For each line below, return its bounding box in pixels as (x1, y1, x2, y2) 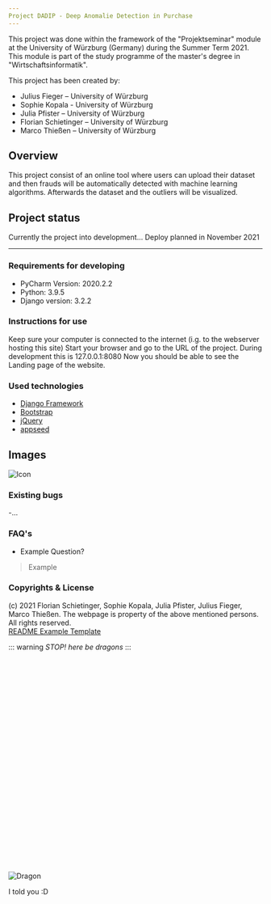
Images (8, 448, 47, 462)
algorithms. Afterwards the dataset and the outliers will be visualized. (8, 188, 238, 197)
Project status (8, 211, 81, 225)
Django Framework (19, 399, 84, 408)
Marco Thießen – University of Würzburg (19, 125, 156, 135)
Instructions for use (8, 316, 87, 327)
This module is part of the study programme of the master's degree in (8, 51, 240, 61)
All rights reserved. (8, 618, 72, 627)
